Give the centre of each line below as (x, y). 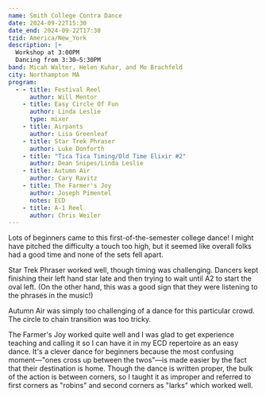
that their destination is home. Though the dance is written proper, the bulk (131, 369)
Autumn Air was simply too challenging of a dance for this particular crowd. (132, 311)
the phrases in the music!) (51, 296)
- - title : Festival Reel (58, 89)
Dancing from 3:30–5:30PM (58, 60)
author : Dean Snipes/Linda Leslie (87, 164)
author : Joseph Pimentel (70, 193)
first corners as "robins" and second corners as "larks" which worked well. (131, 386)
